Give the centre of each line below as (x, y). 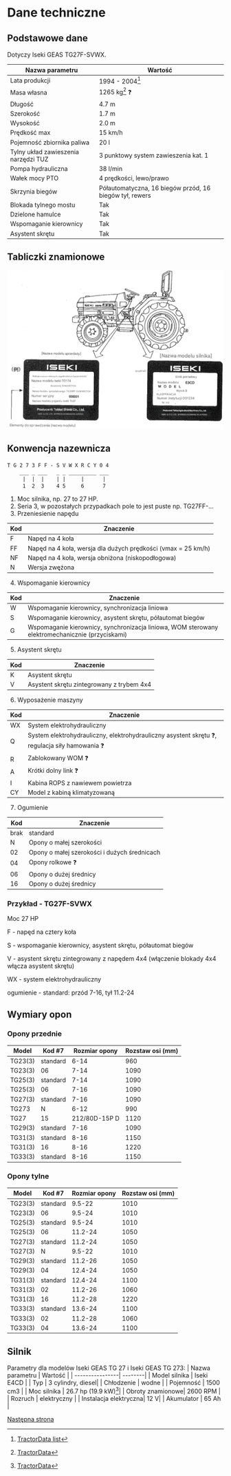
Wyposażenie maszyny (50, 700)
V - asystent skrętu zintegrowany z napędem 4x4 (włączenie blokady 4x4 (112, 959)
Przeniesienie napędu (48, 513)
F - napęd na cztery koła (42, 932)
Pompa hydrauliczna (39, 169)
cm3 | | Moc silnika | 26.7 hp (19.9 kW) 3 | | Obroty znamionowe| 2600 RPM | (114, 1391)
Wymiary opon (40, 1014)
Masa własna (29, 92)
